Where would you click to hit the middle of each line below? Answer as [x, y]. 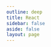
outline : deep [25, 12]
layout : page [23, 35]
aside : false [23, 29]
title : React [23, 18]
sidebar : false [26, 23]
